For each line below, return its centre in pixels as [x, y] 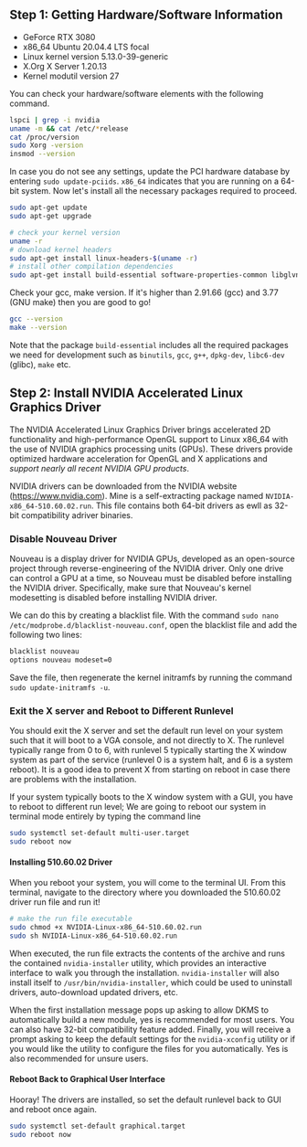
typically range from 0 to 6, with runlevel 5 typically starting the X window [148, 750]
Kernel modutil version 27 [71, 76]
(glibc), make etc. [40, 364]
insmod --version [42, 154]
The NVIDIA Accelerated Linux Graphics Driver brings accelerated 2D [140, 430]
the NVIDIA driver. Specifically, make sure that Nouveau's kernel [130, 588]
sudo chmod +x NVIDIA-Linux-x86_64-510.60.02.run [106, 927]
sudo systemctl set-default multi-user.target [100, 834]
